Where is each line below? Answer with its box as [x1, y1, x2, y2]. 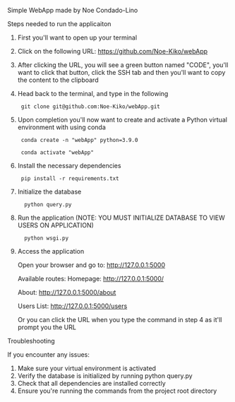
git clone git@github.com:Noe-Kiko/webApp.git [20, 103, 160, 110]
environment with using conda [17, 123, 106, 131]
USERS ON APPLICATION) [17, 221, 94, 229]
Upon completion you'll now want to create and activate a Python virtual [17, 116, 228, 124]
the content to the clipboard [17, 76, 99, 84]
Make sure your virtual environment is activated [17, 364, 157, 372]
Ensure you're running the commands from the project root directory [17, 386, 217, 395]
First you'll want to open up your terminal [17, 33, 138, 42]
